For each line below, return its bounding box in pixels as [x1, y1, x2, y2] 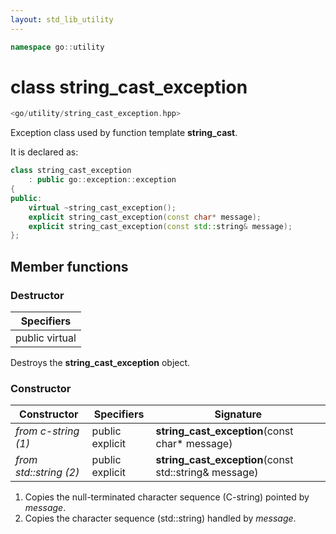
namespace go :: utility [10, 42, 105, 52]
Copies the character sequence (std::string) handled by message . [24, 512, 297, 525]
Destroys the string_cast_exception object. [10, 357, 191, 368]
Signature [214, 407, 263, 421]
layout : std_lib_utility [10, 14, 114, 25]
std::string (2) [15, 466, 80, 480]
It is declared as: [10, 146, 79, 158]
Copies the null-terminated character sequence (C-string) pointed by [24, 491, 310, 503]
